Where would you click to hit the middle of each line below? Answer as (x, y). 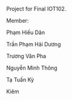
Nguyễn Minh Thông (32, 68)
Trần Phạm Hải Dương (34, 44)
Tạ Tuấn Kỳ (20, 80)
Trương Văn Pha (26, 56)
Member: (18, 20)
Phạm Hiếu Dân (26, 32)
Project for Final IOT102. (36, 9)
